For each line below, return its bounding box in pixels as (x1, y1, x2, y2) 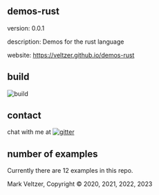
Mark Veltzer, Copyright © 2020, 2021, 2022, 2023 (7, 180, 153, 188)
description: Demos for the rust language (7, 37, 124, 46)
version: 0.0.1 (7, 24, 45, 32)
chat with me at (7, 128, 52, 136)
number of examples (7, 148, 98, 160)
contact (7, 110, 41, 121)
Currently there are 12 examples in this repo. (7, 167, 133, 175)
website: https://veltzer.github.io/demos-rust (7, 51, 135, 59)
